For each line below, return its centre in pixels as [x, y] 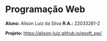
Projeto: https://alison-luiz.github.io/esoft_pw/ [54, 33]
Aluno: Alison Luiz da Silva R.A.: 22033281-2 [53, 23]
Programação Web [45, 9]
